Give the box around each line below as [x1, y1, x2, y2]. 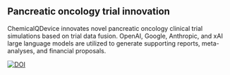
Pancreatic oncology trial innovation [7, 6, 171, 18]
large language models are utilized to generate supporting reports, [7, 39, 200, 48]
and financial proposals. [36, 46, 107, 55]
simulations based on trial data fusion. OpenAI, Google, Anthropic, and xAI [7, 32, 224, 40]
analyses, [7, 46, 35, 55]
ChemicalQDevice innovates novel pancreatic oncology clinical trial [7, 24, 203, 32]
